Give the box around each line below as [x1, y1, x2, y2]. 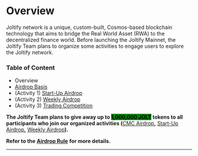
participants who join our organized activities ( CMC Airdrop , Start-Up [6, 120, 179, 127]
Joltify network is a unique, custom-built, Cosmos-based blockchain [6, 24, 173, 31]
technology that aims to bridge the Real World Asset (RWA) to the [6, 30, 165, 37]
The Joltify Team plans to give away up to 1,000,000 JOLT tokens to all [6, 113, 183, 121]
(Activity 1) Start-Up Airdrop [14, 90, 82, 97]
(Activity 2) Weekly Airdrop [14, 96, 81, 103]
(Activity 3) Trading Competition [14, 102, 93, 109]
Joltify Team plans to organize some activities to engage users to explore [6, 43, 184, 50]
